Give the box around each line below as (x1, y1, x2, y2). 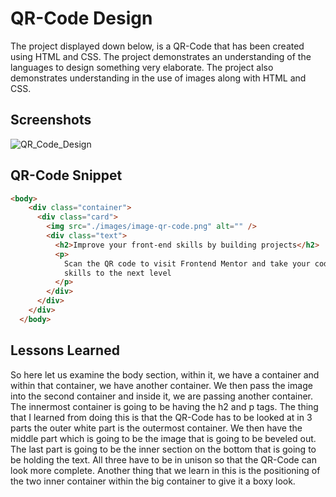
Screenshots (10, 112, 92, 129)
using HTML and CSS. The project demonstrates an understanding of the (10, 50, 312, 62)
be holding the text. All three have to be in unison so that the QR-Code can (10, 453, 317, 466)
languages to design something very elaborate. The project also (10, 61, 274, 73)
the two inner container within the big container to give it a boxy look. (10, 475, 296, 487)
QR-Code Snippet (10, 167, 123, 184)
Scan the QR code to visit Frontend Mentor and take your (63, 258, 311, 269)
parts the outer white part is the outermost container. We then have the (10, 422, 303, 434)
